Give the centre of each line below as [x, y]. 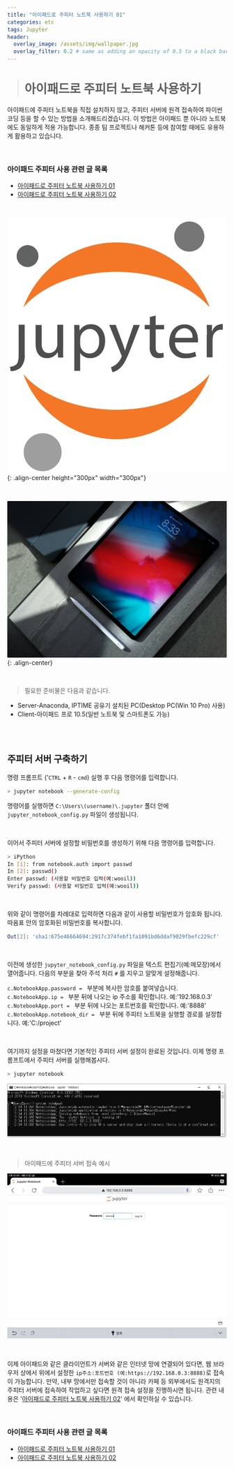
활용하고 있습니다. [39, 135]
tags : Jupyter [28, 29]
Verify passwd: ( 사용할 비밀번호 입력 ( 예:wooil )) [73, 886]
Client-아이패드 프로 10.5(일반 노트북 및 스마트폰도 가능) [93, 714]
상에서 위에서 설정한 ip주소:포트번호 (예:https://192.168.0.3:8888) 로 [116, 1373]
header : [18, 37]
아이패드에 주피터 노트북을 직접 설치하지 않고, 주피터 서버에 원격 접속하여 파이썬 [115, 110]
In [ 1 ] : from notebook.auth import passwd [70, 864]
